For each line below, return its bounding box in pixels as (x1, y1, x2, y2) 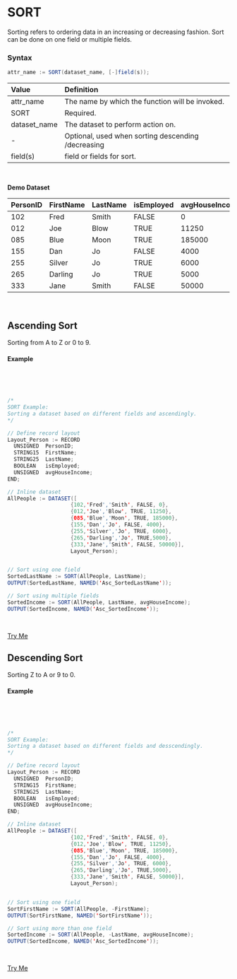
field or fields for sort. (64, 151, 136, 161)
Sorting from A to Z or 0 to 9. (7, 338, 92, 346)
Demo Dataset (7, 183, 50, 192)
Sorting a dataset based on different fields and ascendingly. (7, 410, 197, 417)
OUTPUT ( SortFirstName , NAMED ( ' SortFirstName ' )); (7, 912, 153, 919)
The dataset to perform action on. (64, 119, 176, 129)
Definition (64, 85, 99, 95)
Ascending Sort (7, 320, 78, 332)
